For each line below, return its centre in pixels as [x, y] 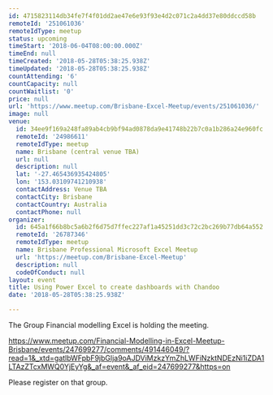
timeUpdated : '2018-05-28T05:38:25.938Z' [80, 69]
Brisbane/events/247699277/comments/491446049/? [99, 349]
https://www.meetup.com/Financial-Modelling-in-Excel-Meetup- [117, 341]
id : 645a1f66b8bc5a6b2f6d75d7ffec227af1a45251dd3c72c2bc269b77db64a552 [140, 227]
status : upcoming [38, 39]
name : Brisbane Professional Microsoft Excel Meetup [107, 250]
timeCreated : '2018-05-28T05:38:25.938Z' [80, 62]
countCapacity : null [43, 84]
